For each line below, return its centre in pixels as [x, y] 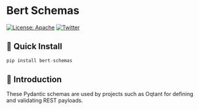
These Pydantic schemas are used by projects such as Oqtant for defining [100, 94]
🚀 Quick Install [34, 46]
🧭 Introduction [34, 80]
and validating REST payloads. [45, 100]
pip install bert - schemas [39, 60]
